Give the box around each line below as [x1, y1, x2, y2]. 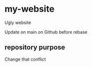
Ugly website [4, 20, 31, 25]
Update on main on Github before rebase [4, 29, 88, 35]
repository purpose [4, 43, 65, 52]
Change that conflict [4, 56, 46, 62]
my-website [4, 3, 55, 15]
